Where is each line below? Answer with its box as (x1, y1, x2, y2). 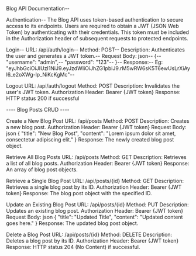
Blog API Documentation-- (6, 5, 70, 12)
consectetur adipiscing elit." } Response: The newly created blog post (6, 136, 174, 143)
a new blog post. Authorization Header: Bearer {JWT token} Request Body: (6, 124, 187, 130)
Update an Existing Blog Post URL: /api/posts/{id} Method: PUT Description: (6, 201, 189, 208)
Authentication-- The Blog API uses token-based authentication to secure (6, 16, 184, 23)
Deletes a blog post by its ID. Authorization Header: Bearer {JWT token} (6, 237, 179, 244)
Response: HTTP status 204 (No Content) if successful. (6, 244, 140, 250)
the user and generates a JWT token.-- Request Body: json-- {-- (6, 53, 161, 59)
